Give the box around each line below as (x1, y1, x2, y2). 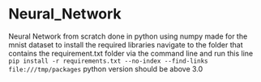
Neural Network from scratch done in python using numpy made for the (8, 31, 248, 41)
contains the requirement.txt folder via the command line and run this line (8, 48, 254, 58)
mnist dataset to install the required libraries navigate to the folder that (8, 39, 243, 49)
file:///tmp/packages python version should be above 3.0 (8, 64, 203, 73)
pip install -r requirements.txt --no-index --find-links (8, 57, 208, 65)
